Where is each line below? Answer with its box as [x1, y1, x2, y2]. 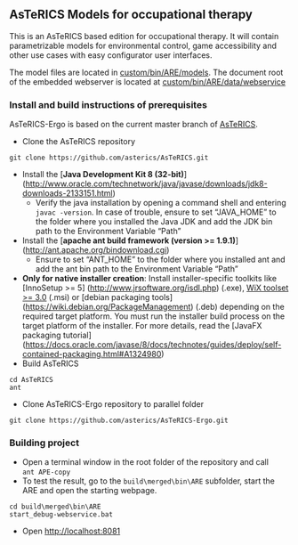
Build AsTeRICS [21, 358, 79, 369]
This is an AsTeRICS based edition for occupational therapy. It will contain [9, 30, 279, 41]
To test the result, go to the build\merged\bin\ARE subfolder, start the [21, 476, 276, 486]
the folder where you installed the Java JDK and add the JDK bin [35, 216, 273, 227]
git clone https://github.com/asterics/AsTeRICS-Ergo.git [9, 416, 229, 426]
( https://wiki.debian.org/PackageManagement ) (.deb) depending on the [21, 302, 285, 313]
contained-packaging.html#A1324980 [21, 349, 162, 360]
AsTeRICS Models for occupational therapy [9, 7, 254, 22]
